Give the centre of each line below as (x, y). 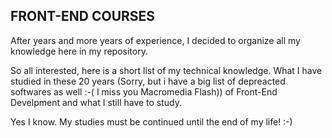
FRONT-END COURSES (83, 16)
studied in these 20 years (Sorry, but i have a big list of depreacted (148, 81)
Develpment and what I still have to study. (96, 102)
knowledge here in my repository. (79, 51)
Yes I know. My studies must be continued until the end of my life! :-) (151, 121)
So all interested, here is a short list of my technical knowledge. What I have (166, 70)
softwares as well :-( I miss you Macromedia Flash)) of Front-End (144, 91)
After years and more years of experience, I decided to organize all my (155, 40)
